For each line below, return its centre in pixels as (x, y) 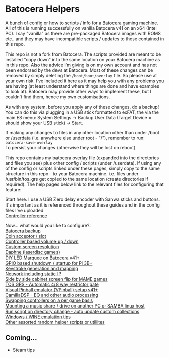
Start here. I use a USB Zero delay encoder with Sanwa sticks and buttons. (83, 199)
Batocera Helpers (42, 9)
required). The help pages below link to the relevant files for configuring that (84, 184)
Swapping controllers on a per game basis (49, 300)
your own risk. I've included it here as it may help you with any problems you (85, 81)
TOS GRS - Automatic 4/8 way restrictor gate (52, 284)
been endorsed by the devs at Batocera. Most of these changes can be (79, 70)
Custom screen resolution (32, 247)
